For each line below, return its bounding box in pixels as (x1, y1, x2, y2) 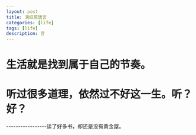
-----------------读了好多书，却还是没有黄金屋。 (6, 123, 125, 130)
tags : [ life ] (6, 25, 38, 31)
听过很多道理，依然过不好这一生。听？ (6, 87, 193, 101)
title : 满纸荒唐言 (6, 14, 47, 20)
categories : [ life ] (6, 20, 54, 25)
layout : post (6, 8, 38, 15)
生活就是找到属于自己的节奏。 (6, 58, 152, 72)
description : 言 (6, 31, 45, 37)
